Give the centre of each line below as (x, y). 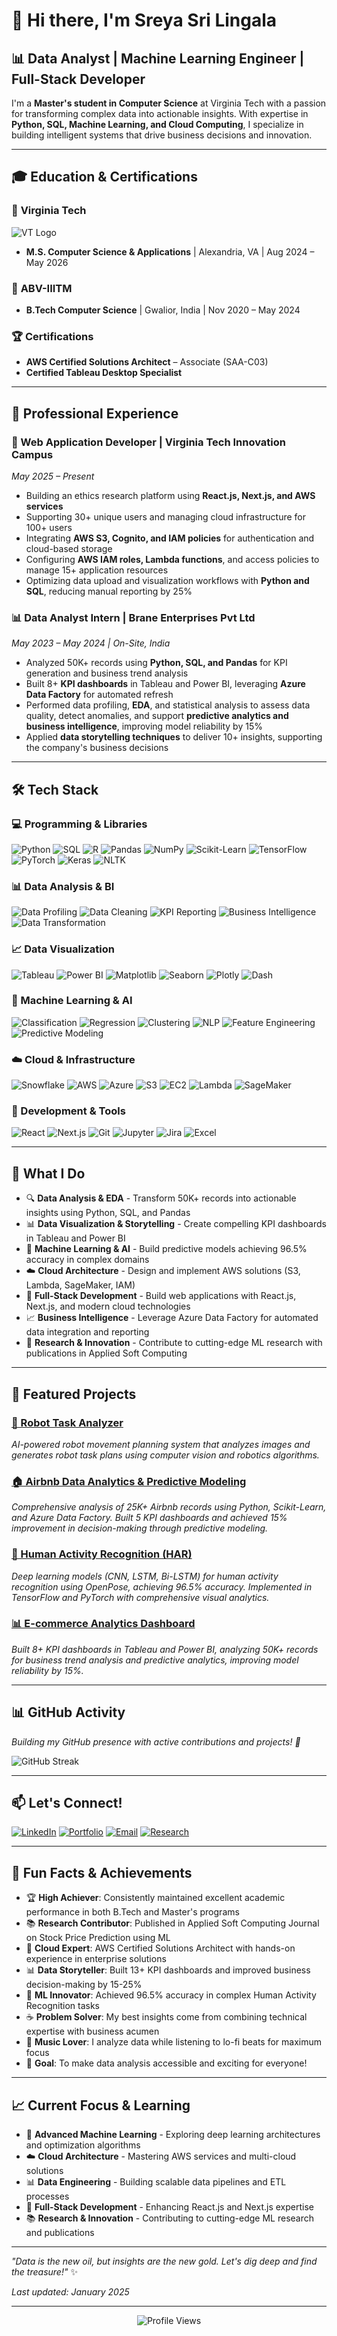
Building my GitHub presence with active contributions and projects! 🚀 (156, 1741)
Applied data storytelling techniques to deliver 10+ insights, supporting (174, 737)
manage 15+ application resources (97, 570)
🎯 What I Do (48, 1173)
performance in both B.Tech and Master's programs (132, 1912)
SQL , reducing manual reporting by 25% (109, 591)
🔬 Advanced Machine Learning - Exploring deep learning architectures (173, 2135)
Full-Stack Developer (78, 79)
